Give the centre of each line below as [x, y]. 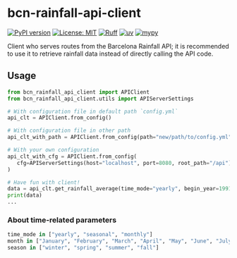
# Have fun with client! [44, 182]
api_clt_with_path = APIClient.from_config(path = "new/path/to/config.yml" [120, 137]
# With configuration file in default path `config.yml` [93, 111]
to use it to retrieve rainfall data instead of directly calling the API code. [110, 54]
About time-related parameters [62, 220]
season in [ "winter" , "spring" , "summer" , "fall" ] [83, 248]
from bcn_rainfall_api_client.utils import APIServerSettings [101, 99]
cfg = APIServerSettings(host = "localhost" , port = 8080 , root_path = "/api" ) [124, 163]
